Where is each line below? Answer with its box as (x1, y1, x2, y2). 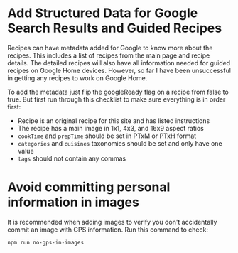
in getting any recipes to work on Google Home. (7, 73, 148, 82)
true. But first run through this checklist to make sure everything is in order (7, 95, 226, 104)
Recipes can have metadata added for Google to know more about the (7, 43, 213, 52)
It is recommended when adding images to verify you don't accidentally (7, 217, 217, 226)
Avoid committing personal (7, 179, 171, 195)
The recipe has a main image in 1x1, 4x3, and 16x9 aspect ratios (17, 124, 204, 132)
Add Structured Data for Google (7, 5, 198, 21)
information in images (7, 194, 140, 210)
